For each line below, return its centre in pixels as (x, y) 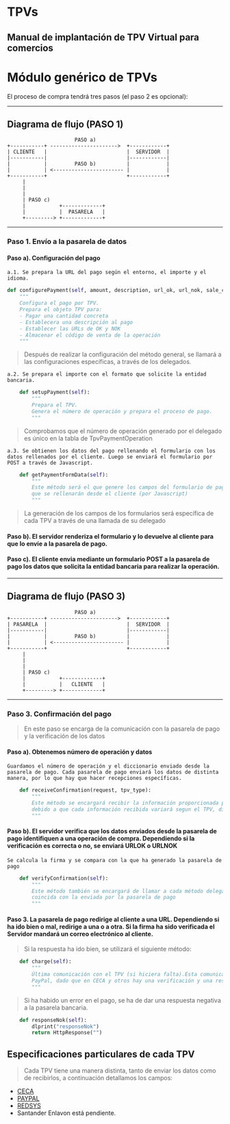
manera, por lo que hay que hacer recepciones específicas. (95, 779)
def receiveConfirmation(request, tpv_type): (86, 790)
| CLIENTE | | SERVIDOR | (88, 152)
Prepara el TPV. (55, 405)
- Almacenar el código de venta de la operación (90, 335)
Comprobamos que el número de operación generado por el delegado (123, 431)
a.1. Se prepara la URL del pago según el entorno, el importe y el (107, 272)
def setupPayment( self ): (55, 392)
